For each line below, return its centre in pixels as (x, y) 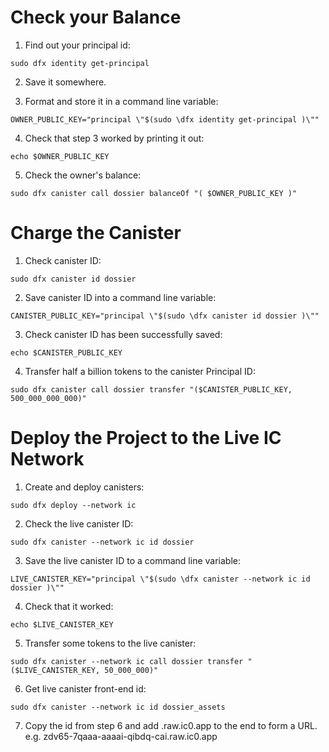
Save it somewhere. (65, 82)
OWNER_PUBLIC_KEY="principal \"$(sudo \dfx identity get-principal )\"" (165, 119)
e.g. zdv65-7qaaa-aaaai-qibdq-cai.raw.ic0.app (121, 736)
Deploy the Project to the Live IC (146, 438)
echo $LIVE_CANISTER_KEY (62, 624)
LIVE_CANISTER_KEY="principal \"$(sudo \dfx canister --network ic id (160, 579)
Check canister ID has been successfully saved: (123, 334)
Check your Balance (96, 17)
